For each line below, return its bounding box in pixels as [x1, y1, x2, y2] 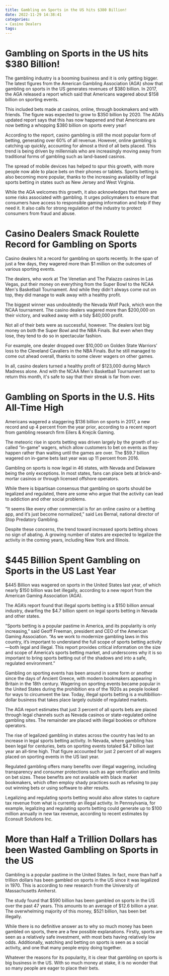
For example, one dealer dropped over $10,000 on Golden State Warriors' [5, 343, 157, 348]
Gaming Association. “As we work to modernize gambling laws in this [5, 633, 148, 639]
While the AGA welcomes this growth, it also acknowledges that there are [5, 189, 157, 195]
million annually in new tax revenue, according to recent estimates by [5, 810, 148, 816]
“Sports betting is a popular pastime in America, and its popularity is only [5, 623, 157, 629]
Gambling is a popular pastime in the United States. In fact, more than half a [5, 871, 162, 877]
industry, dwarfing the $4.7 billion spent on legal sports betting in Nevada [5, 608, 157, 614]
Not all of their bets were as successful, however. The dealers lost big [5, 322, 150, 328]
